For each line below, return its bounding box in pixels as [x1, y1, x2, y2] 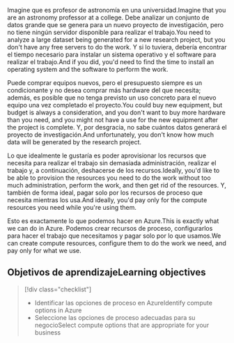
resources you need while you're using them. [7, 204, 137, 211]
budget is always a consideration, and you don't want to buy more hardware [7, 108, 226, 116]
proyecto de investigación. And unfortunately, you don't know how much [7, 130, 214, 139]
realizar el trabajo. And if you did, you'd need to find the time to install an [7, 58, 214, 66]
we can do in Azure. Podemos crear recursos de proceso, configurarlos [7, 224, 213, 232]
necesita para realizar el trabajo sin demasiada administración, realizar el [7, 159, 217, 167]
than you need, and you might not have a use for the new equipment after [7, 116, 219, 124]
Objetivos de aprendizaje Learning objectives [7, 266, 207, 278]
